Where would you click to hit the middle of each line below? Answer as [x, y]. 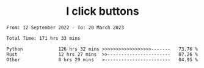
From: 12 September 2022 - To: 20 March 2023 [65, 28]
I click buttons [103, 11]
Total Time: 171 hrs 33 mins [43, 38]
